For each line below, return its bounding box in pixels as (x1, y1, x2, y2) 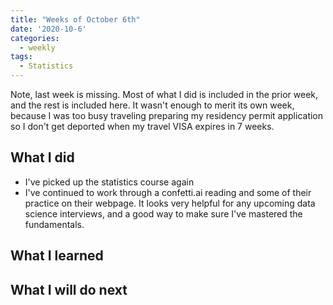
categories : (10, 33, 60, 43)
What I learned (10, 247, 104, 265)
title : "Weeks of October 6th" (10, 14, 141, 25)
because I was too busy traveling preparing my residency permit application (10, 110, 324, 121)
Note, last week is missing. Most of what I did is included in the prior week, (10, 89, 319, 100)
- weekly (19, 42, 56, 53)
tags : (10, 52, 33, 62)
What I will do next (10, 281, 128, 298)
